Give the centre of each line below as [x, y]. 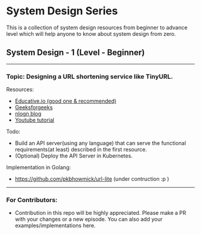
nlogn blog [28, 114]
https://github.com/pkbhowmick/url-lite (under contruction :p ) [92, 179]
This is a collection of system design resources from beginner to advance [97, 27]
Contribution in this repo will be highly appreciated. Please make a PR [100, 213]
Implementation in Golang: [39, 168]
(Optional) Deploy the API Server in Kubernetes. [74, 156]
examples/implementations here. [55, 225]
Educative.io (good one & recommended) [66, 101]
